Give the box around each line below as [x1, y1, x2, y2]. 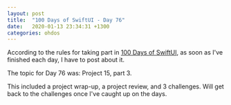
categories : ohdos [7, 29, 60, 37]
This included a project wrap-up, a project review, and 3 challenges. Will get [7, 82, 225, 90]
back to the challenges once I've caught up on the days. [7, 90, 167, 98]
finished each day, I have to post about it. [7, 56, 125, 64]
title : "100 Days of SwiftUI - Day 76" [7, 17, 126, 23]
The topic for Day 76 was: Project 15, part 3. [7, 69, 133, 77]
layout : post [7, 10, 45, 17]
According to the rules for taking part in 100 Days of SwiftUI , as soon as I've [7, 48, 223, 57]
